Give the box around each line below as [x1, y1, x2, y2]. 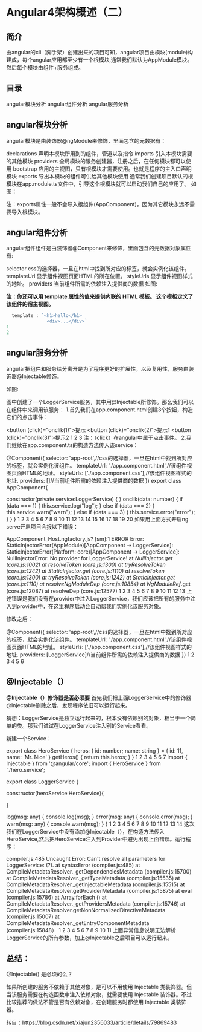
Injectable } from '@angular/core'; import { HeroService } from [6, 760, 161, 767]
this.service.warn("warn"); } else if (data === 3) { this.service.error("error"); [6, 508, 195, 515]
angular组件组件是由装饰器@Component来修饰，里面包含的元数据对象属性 [6, 244, 192, 252]
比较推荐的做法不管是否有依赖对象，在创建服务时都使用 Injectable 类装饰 [6, 999, 187, 1006]
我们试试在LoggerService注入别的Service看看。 [32, 722, 152, 729]
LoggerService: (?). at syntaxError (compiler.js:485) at [6, 861, 140, 869]
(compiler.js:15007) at [6, 913, 60, 920]
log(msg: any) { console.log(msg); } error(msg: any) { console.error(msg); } [6, 813, 193, 820]
